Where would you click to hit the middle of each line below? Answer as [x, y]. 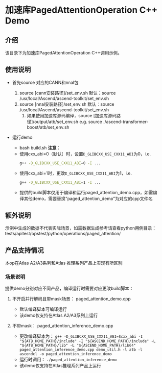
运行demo [22, 137]
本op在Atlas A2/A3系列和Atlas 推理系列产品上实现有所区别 [64, 263]
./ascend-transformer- [126, 122]
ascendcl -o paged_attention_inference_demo [66, 354]
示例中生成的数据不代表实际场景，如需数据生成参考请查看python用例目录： [81, 228]
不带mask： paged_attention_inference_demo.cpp [63, 326]
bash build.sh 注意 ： [40, 148]
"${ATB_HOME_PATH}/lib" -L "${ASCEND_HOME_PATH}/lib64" [78, 346]
